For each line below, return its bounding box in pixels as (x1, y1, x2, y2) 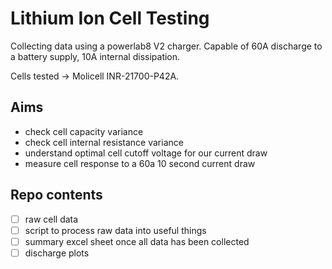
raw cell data (24, 213, 79, 225)
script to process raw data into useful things (24, 224, 207, 236)
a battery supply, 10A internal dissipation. (10, 50, 181, 62)
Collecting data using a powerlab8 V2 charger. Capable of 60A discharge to (10, 40, 323, 52)
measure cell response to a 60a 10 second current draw (24, 157, 256, 169)
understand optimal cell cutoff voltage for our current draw (24, 147, 268, 159)
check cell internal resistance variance (24, 136, 184, 148)
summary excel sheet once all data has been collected (24, 235, 250, 247)
